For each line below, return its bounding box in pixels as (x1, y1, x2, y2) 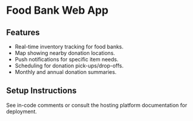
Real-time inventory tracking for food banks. (14, 43, 124, 50)
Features (6, 27, 40, 38)
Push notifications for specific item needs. (14, 56, 119, 63)
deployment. (6, 108, 37, 115)
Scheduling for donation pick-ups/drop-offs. (14, 62, 124, 69)
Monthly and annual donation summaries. (14, 69, 117, 75)
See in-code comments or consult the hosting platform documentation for (6, 101, 188, 108)
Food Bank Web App (6, 4, 109, 17)
